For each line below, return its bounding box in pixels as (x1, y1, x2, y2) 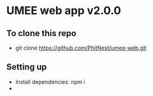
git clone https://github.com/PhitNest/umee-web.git (15, 44, 147, 51)
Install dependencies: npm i (15, 78, 85, 86)
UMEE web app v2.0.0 (6, 4, 122, 18)
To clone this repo (6, 28, 77, 39)
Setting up (6, 62, 47, 72)
